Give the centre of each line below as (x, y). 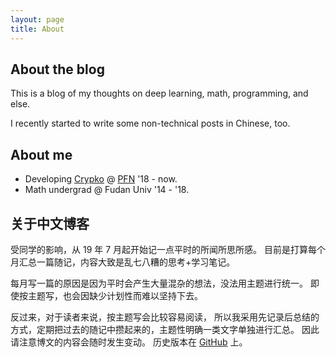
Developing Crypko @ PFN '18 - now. (101, 179)
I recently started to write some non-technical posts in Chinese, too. (150, 123)
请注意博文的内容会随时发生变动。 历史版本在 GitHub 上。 (129, 342)
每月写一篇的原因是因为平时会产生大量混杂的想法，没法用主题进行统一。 (159, 283)
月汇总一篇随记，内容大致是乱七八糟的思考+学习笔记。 (123, 262)
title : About (37, 29)
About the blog (57, 69)
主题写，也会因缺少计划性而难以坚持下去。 (115, 295)
